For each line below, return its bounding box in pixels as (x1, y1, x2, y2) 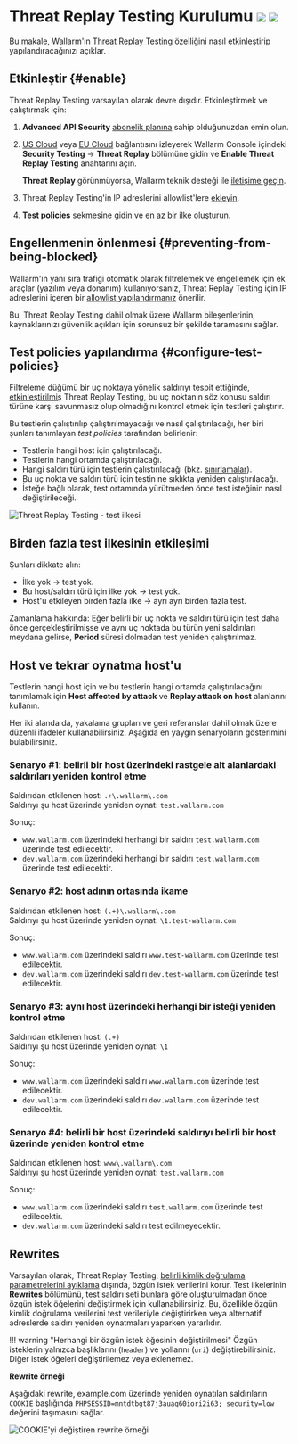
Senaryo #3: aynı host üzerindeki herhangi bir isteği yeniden (9, 1000, 276, 1012)
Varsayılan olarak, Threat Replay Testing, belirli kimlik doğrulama (9, 1270, 246, 1281)
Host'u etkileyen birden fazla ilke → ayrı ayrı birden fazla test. (21, 596, 247, 606)
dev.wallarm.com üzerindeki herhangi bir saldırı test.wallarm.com (21, 854, 260, 864)
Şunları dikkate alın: (9, 559, 82, 570)
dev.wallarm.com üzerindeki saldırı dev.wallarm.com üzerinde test (21, 1094, 260, 1105)
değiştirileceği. (21, 492, 77, 503)
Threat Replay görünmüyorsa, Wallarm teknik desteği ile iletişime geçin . (21, 175, 286, 186)
